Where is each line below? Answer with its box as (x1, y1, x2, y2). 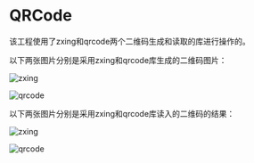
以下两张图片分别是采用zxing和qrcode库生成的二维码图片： (9, 54, 227, 65)
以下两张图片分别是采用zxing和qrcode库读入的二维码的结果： (9, 108, 235, 118)
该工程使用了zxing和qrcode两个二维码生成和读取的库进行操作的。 (9, 36, 251, 46)
